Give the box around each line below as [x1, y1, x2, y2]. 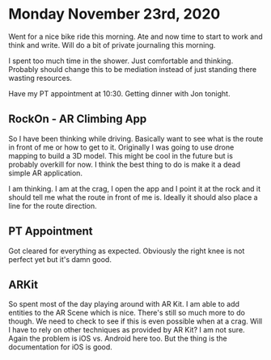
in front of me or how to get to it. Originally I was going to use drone [8, 142, 235, 152]
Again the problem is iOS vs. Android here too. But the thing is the [8, 333, 228, 344]
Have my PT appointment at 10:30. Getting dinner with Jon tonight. [8, 88, 231, 98]
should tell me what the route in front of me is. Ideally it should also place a [8, 192, 258, 202]
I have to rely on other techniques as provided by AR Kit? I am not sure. [8, 325, 245, 335]
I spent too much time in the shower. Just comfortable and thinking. [8, 56, 234, 66]
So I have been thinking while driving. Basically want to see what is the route [8, 133, 264, 143]
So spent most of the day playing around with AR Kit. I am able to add [8, 299, 240, 309]
